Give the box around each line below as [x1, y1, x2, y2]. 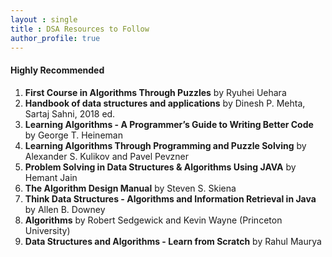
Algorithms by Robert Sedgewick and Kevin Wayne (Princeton [24, 214, 283, 226]
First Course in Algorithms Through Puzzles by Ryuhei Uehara [24, 86, 287, 98]
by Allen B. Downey [24, 203, 106, 215]
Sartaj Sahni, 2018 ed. [24, 107, 116, 120]
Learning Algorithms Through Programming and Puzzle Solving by [24, 139, 307, 151]
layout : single [10, 14, 78, 25]
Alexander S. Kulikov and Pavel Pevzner [24, 150, 190, 162]
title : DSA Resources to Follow [10, 24, 150, 34]
